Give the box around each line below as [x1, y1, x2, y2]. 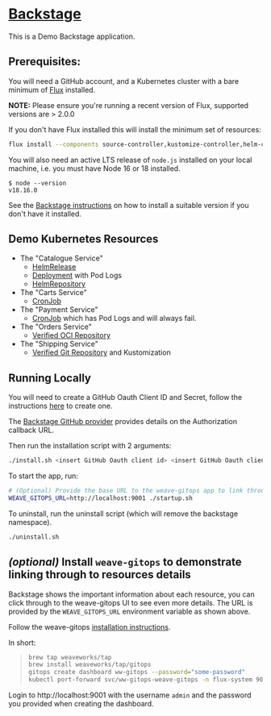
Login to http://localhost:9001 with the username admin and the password [8, 690, 252, 700]
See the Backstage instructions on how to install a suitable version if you [8, 200, 249, 210]
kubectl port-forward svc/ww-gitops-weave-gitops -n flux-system [27, 676, 252, 684]
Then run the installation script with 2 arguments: [8, 441, 172, 451]
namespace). [8, 517, 52, 527]
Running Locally [8, 371, 91, 385]
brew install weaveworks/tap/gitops [27, 660, 152, 669]
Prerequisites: [8, 55, 81, 69]
